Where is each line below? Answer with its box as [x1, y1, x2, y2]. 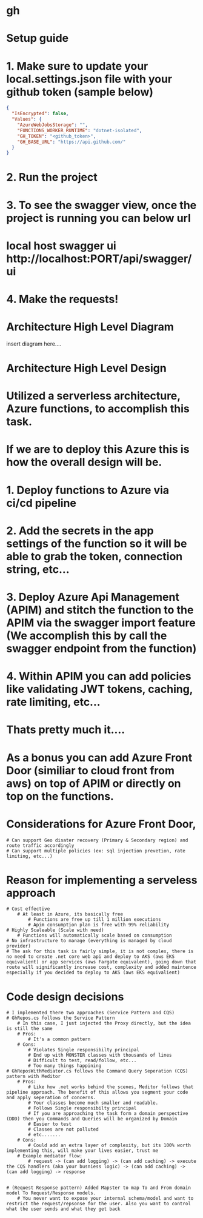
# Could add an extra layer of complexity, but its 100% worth [28, 1142, 191, 1149]
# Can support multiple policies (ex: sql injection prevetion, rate [6, 848, 186, 854]
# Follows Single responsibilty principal [28, 1105, 137, 1111]
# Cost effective [6, 906, 50, 912]
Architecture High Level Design [6, 361, 167, 375]
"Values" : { [12, 116, 42, 122]
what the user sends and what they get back [6, 1206, 121, 1213]
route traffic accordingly [6, 842, 75, 849]
